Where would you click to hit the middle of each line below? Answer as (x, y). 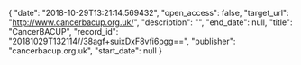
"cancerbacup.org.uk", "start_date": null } (86, 51)
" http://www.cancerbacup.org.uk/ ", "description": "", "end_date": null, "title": (150, 22)
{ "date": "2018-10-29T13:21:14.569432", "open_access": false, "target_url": (149, 13)
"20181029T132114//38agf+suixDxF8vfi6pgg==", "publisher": (122, 41)
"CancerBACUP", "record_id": (64, 32)
